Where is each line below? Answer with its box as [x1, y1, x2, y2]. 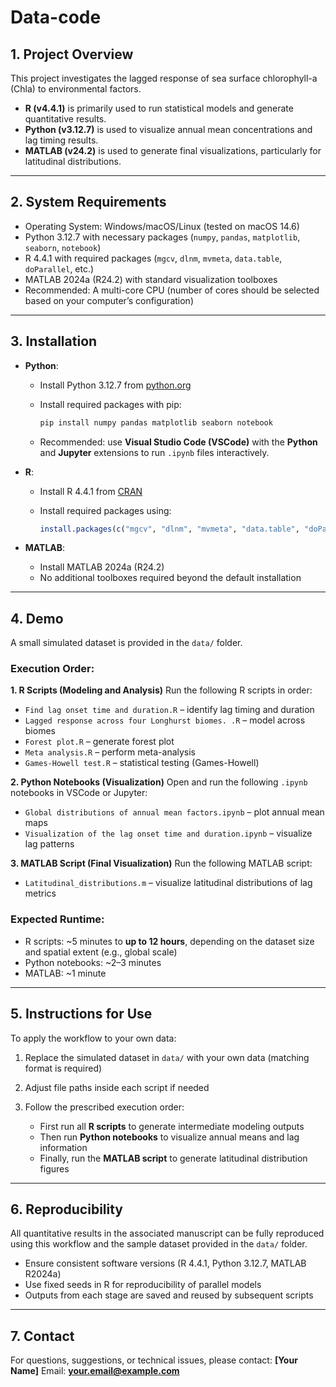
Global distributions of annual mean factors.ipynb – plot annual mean [24, 806, 325, 818]
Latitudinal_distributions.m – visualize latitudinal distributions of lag [24, 877, 313, 889]
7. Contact [10, 1327, 75, 1345]
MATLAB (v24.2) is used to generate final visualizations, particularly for [24, 145, 322, 156]
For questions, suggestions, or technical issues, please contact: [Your [10, 1354, 298, 1366]
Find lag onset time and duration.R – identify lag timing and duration [24, 704, 315, 716]
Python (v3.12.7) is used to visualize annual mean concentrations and [24, 124, 313, 135]
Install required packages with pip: [39, 398, 182, 410]
